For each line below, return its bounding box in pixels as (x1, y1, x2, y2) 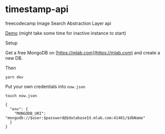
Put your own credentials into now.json (5, 83, 86, 90)
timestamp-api (5, 4, 69, 15)
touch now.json (5, 93, 37, 98)
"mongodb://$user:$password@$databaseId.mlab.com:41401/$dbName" (5, 115, 145, 120)
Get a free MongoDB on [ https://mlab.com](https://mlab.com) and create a (5, 50, 160, 56)
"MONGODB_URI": (14, 111, 46, 116)
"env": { (10, 106, 28, 112)
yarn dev (5, 74, 24, 79)
